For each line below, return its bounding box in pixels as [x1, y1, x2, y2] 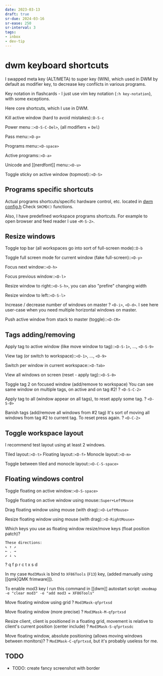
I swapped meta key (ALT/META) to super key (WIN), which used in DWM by [5, 76, 158, 82]
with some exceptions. [5, 96, 50, 101]
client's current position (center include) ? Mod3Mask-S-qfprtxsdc [5, 623, 134, 629]
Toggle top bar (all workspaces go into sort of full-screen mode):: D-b [5, 245, 143, 251]
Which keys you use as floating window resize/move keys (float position [5, 525, 150, 531]
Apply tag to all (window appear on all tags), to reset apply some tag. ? [5, 396, 147, 402]
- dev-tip [5, 39, 25, 44]
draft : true [5, 12, 29, 17]
